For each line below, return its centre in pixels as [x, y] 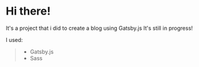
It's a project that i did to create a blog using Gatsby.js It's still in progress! [99, 28]
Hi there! [28, 11]
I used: [14, 40]
